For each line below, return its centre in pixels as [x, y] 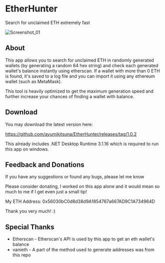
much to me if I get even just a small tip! [46, 192]
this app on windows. [27, 149]
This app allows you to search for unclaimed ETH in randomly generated [79, 60]
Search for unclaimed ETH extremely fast [47, 23]
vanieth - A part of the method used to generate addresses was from [83, 250]
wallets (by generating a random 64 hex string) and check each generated [82, 65]
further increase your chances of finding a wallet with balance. [70, 96]
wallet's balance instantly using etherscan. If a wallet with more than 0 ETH [82, 71]
